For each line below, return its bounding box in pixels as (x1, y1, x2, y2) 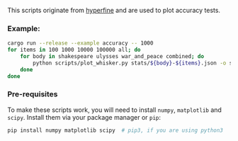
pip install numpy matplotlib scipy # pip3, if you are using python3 (7, 127, 223, 134)
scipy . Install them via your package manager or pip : (7, 113, 161, 121)
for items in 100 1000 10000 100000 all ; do (7, 46, 141, 54)
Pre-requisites (7, 89, 58, 99)
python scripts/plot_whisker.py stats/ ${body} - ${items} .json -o (33, 60, 227, 67)
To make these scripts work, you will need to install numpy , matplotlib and (7, 106, 222, 114)
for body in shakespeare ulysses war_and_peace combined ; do (20, 53, 204, 60)
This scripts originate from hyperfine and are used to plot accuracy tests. (7, 6, 221, 14)
